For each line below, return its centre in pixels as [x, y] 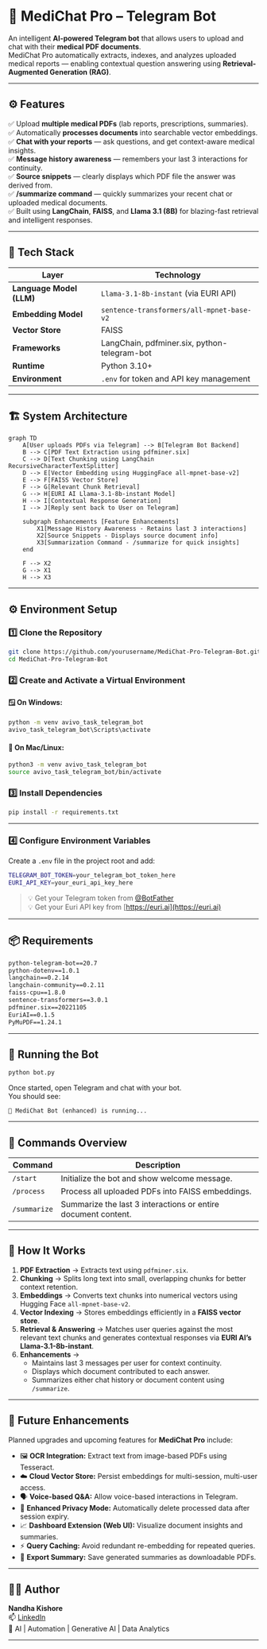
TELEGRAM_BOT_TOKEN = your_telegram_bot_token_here [92, 876]
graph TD [23, 439]
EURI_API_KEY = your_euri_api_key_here [71, 883]
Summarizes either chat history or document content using [128, 1380]
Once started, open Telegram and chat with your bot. [95, 1088]
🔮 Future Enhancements [69, 1421]
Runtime [29, 366]
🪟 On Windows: [35, 703]
